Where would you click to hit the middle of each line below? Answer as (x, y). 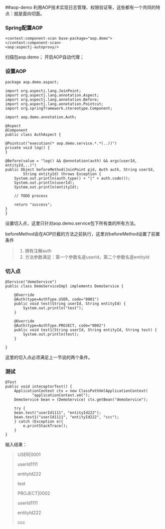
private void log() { (28, 147)
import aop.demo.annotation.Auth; (41, 117)
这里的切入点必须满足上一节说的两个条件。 (49, 357)
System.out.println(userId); (44, 182)
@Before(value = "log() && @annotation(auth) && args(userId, (71, 161)
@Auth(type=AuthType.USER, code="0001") (57, 299)
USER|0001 (29, 454)
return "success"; (33, 204)
